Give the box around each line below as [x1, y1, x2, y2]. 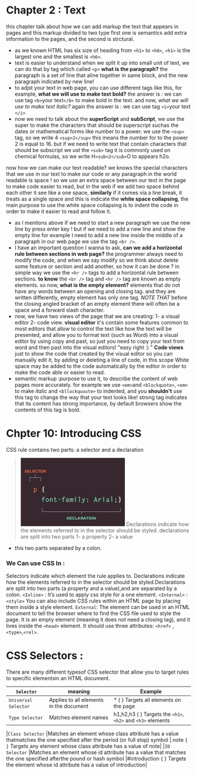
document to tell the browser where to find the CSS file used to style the [6, 610, 181, 617]
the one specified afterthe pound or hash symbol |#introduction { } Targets [6, 755, 186, 762]
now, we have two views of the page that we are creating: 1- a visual [14, 312, 180, 320]
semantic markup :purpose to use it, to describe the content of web [14, 375, 178, 382]
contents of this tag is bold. [14, 406, 81, 413]
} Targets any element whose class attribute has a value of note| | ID [6, 742, 171, 749]
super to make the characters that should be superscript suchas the [14, 121, 179, 129]
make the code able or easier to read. [14, 369, 106, 376]
